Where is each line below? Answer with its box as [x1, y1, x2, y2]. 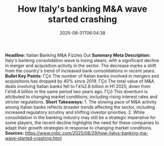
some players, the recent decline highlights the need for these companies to [5, 120, 160, 125]
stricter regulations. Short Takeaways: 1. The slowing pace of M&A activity [5, 99, 157, 104]
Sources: [5, 130, 24, 136]
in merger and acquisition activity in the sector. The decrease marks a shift [5, 63, 156, 68]
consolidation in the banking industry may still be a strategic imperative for [5, 114, 156, 120]
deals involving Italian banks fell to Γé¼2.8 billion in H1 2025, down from [5, 83, 151, 89]
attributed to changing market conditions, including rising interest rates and [5, 94, 158, 100]
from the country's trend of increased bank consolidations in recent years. [5, 67, 156, 74]
